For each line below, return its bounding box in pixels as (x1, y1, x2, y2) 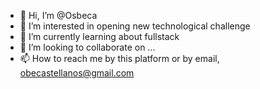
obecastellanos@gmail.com (19, 67, 135, 79)
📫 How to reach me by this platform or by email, (19, 53, 220, 64)
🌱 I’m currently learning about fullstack (19, 31, 180, 42)
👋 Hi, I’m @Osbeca (19, 10, 98, 21)
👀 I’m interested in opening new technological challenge (19, 20, 251, 32)
